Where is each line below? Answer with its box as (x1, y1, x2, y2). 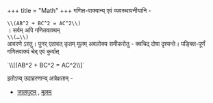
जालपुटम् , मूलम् (16, 88, 52, 95)
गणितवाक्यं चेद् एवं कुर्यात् (7, 48, 60, 55)
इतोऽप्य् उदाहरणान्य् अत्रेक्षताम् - (7, 74, 73, 82)
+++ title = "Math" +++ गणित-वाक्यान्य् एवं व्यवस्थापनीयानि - (7, 7, 152, 14)
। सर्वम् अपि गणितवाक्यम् (7, 26, 60, 34)
